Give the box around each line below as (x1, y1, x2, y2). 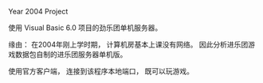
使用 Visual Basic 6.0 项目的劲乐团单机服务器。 (8, 23, 163, 32)
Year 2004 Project (8, 7, 69, 16)
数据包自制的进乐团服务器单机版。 (14, 50, 128, 58)
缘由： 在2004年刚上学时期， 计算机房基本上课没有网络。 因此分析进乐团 (8, 40, 249, 49)
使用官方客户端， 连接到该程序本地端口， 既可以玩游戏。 (8, 66, 194, 76)
